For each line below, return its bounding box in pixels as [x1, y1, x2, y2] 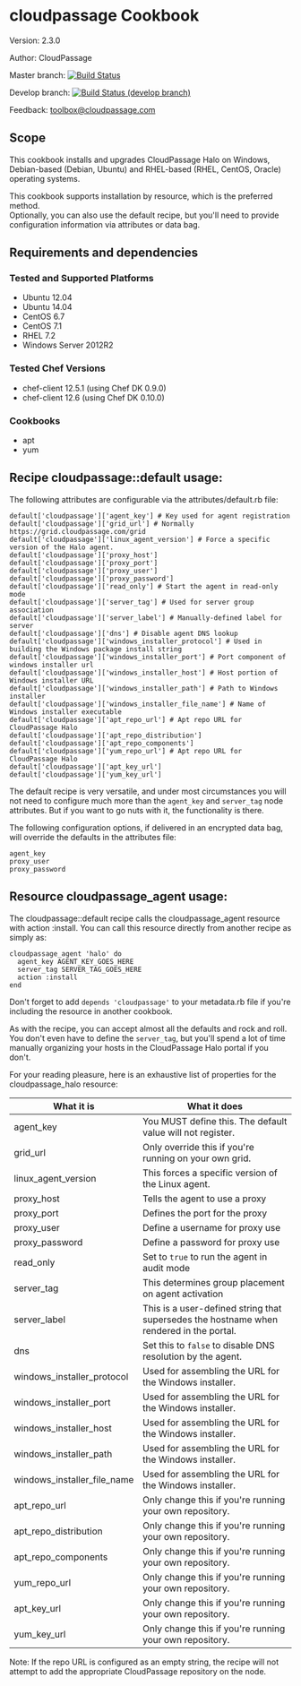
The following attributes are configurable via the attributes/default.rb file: [9, 494, 279, 504]
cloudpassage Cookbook [9, 5, 200, 26]
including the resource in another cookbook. [9, 1005, 173, 1017]
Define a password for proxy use [142, 1235, 280, 1248]
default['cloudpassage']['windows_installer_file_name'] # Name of [9, 700, 267, 709]
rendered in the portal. [142, 1324, 236, 1337]
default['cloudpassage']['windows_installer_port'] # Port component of [9, 652, 287, 661]
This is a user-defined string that [142, 1302, 282, 1314]
